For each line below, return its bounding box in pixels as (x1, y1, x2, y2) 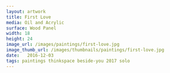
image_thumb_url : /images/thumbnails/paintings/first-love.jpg (6, 47, 165, 53)
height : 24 (6, 36, 33, 42)
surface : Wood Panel (6, 25, 57, 31)
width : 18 (6, 31, 31, 36)
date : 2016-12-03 (6, 52, 54, 58)
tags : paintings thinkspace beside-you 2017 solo (6, 58, 131, 64)
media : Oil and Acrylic (6, 19, 65, 25)
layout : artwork (6, 8, 46, 15)
